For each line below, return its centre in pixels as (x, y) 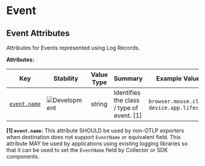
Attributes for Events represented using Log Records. (73, 48)
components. (23, 157)
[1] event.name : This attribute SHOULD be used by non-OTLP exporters (95, 131)
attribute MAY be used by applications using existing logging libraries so (97, 143)
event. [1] (128, 115)
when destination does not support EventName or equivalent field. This (94, 137)
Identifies (127, 92)
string (99, 104)
